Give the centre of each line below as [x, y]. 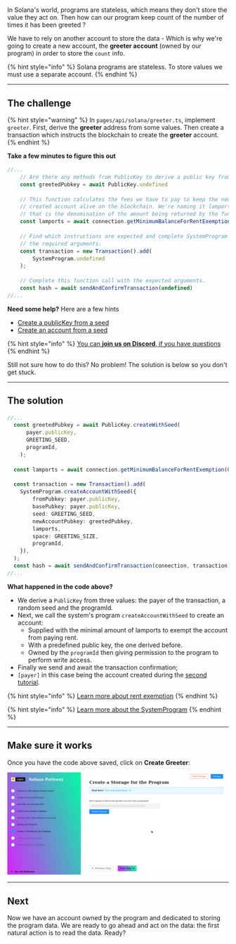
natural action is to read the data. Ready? [67, 933]
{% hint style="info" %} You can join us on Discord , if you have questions [114, 343]
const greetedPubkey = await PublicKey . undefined [94, 185]
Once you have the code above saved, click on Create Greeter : [99, 762]
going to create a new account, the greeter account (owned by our [104, 46]
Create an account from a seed [63, 330]
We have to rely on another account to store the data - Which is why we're [115, 39]
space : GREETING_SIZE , [66, 536]
